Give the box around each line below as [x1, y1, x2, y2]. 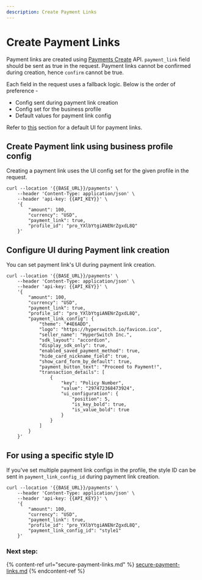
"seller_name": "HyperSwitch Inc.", [38, 332, 132, 338]
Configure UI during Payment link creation [6, 245, 170, 255]
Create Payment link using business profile [6, 141, 173, 152]
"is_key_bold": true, [71, 401, 127, 407]
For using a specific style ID [6, 450, 114, 461]
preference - [6, 87, 38, 94]
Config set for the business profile [15, 105, 102, 113]
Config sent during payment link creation [15, 99, 118, 106]
